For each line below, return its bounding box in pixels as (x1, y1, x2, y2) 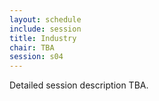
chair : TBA (9, 42, 55, 53)
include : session (9, 24, 82, 34)
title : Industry (9, 33, 77, 43)
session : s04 (9, 52, 64, 62)
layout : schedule (9, 14, 82, 25)
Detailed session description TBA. (9, 79, 149, 91)
